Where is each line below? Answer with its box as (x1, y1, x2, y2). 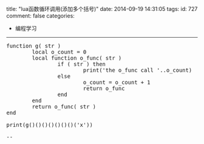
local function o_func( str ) (32, 55, 122, 61)
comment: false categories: (6, 12, 75, 19)
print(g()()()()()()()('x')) (6, 122, 93, 128)
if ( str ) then (57, 61, 106, 67)
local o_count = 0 (32, 49, 87, 55)
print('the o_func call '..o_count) (83, 67, 192, 74)
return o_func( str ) (32, 103, 97, 110)
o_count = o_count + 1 (83, 79, 151, 86)
